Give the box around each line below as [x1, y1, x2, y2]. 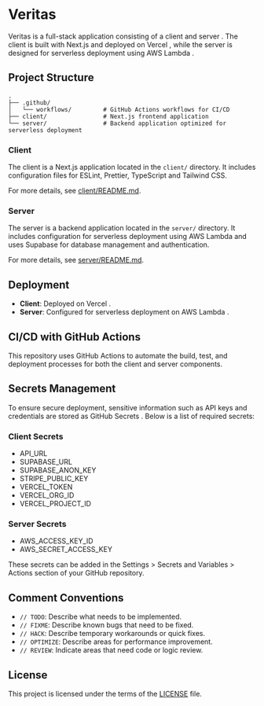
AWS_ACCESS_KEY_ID [19, 536, 93, 546]
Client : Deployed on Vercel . [19, 299, 112, 308]
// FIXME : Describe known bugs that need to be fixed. [19, 620, 194, 630]
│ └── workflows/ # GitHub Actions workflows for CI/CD [8, 105, 230, 113]
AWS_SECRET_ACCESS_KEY [19, 545, 112, 554]
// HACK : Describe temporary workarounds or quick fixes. [19, 629, 206, 638]
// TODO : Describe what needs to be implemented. [19, 612, 182, 622]
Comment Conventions [8, 591, 124, 605]
